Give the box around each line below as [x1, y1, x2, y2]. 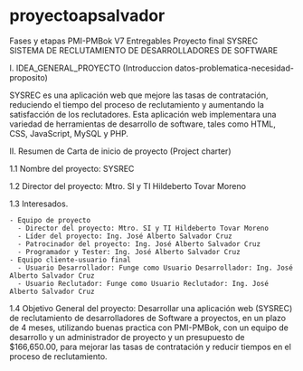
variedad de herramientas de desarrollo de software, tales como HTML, [9, 119, 276, 129]
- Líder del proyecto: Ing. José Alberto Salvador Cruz [17, 232, 232, 241]
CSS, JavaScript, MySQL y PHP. [9, 128, 129, 138]
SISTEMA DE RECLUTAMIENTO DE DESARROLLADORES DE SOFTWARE [9, 44, 279, 55]
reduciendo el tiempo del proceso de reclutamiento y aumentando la [9, 99, 265, 109]
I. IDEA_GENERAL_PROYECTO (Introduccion [9, 62, 174, 73]
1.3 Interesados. [9, 198, 69, 209]
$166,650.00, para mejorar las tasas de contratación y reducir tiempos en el [9, 341, 292, 352]
